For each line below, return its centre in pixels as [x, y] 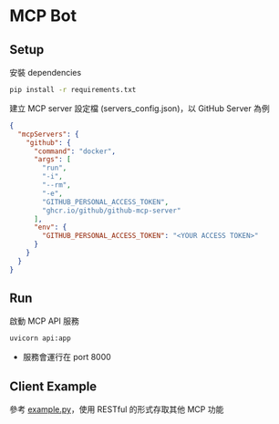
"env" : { [50, 228]
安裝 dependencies [46, 72]
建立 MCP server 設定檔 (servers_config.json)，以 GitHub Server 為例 [140, 108]
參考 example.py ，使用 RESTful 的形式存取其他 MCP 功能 [117, 409]
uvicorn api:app [40, 338]
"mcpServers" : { [48, 134]
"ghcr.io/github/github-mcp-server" [112, 211]
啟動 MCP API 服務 [44, 321]
